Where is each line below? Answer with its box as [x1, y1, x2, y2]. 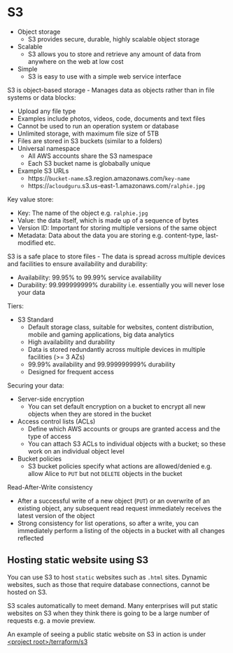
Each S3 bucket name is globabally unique [27, 159, 150, 167]
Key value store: [7, 194, 54, 204]
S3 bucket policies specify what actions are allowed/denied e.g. [27, 461, 212, 470]
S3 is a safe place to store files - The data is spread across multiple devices [7, 252, 226, 260]
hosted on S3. [7, 588, 48, 596]
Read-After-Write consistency [7, 482, 93, 492]
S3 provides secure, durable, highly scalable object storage [27, 34, 199, 43]
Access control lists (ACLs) [17, 417, 96, 426]
